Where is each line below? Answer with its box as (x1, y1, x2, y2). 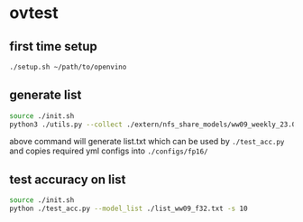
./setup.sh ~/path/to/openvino (9, 62, 127, 71)
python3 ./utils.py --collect (9, 120, 124, 129)
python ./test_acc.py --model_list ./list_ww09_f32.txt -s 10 (9, 204, 248, 214)
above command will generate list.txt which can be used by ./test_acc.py (9, 136, 285, 147)
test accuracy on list (9, 171, 126, 187)
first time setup (9, 39, 97, 54)
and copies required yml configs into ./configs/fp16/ (9, 145, 209, 156)
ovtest (9, 3, 59, 23)
